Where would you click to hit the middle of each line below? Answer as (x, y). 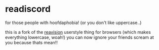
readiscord (28, 9)
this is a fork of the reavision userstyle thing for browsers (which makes (78, 32)
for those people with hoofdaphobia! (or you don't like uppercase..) (73, 23)
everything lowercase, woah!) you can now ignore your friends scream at (79, 37)
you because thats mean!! (31, 42)
